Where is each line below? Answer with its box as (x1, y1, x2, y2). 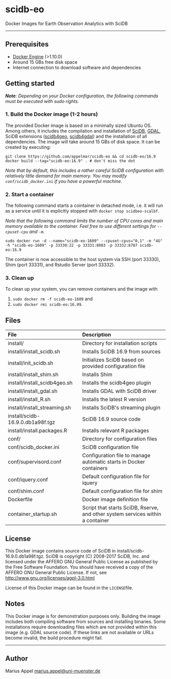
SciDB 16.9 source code (82, 415, 141, 423)
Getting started (5, 79, 55, 88)
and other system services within (82, 511, 161, 518)
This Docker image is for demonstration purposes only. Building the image (5, 613, 161, 619)
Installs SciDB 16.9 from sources (82, 348, 161, 355)
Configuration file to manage (82, 452, 151, 459)
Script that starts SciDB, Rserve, (82, 504, 159, 511)
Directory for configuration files (82, 435, 158, 442)
